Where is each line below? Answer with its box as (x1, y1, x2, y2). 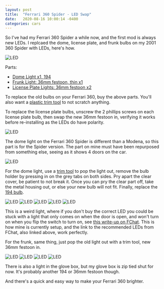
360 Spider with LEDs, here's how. (5, 45, 76, 51)
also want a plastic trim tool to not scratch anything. (5, 99, 111, 105)
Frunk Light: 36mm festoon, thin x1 (12, 79, 83, 85)
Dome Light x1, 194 (12, 74, 51, 80)
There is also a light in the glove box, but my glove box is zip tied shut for (5, 263, 154, 270)
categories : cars (5, 21, 41, 26)
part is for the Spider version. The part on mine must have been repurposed (5, 144, 160, 150)
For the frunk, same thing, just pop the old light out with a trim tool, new (5, 239, 151, 245)
